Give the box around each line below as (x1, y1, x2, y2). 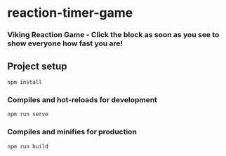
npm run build (7, 143, 49, 150)
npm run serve (7, 111, 49, 118)
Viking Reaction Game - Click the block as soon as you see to (7, 30, 220, 40)
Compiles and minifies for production (7, 127, 137, 137)
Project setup (7, 60, 68, 72)
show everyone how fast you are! (7, 38, 124, 48)
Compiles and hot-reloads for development (7, 94, 158, 104)
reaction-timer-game (7, 5, 133, 21)
